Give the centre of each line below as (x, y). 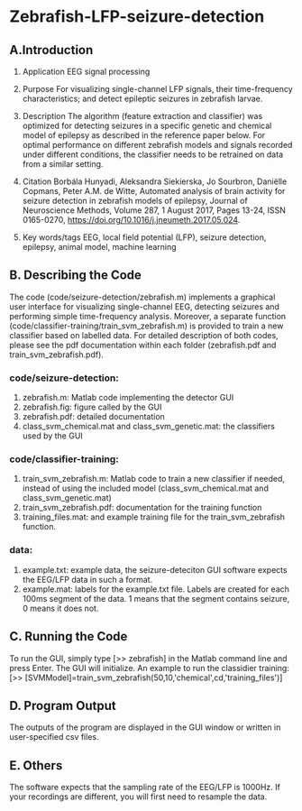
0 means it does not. (60, 608)
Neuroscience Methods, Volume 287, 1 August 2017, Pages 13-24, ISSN (154, 210)
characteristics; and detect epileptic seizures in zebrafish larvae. (142, 98)
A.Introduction (51, 50)
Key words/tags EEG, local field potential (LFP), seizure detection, (144, 237)
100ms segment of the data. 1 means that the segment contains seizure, (156, 598)
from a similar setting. (63, 164)
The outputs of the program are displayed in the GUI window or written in (145, 727)
